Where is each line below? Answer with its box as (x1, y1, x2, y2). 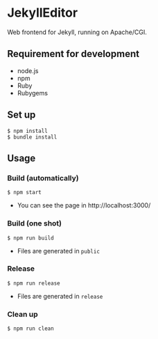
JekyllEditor (7, 5, 78, 21)
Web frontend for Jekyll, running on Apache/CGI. (7, 28, 147, 36)
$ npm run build (7, 235, 54, 242)
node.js (17, 66, 39, 74)
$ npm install (7, 127, 49, 134)
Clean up (7, 309, 38, 319)
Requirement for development (7, 48, 140, 60)
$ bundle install (7, 134, 58, 141)
